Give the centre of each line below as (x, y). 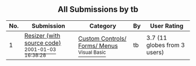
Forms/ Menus (98, 46)
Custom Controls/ (102, 38)
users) (155, 52)
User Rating (167, 25)
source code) (43, 43)
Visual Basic (92, 52)
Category (103, 25)
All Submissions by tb (98, 10)
